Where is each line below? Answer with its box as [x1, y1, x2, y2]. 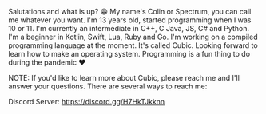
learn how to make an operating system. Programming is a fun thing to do [8, 49, 250, 58]
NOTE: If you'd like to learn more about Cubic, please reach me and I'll [8, 73, 240, 82]
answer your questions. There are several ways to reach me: [8, 81, 208, 91]
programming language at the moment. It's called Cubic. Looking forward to [8, 41, 258, 50]
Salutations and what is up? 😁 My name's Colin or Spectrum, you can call [8, 7, 252, 16]
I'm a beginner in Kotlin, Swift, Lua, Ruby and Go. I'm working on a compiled [8, 32, 258, 41]
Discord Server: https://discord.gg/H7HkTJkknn [8, 97, 165, 106]
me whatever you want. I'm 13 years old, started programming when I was [8, 15, 252, 25]
